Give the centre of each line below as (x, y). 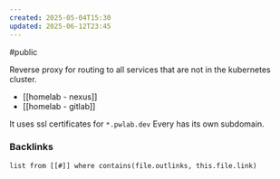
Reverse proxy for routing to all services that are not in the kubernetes (140, 70)
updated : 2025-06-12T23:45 (60, 26)
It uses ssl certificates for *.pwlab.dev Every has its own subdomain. (137, 124)
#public (24, 52)
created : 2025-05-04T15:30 (60, 18)
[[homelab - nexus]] (60, 97)
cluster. (24, 79)
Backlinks (32, 147)
